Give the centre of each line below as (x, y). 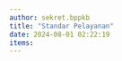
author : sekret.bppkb (50, 17)
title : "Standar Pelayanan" (62, 26)
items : (22, 43)
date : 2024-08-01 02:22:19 (60, 34)
